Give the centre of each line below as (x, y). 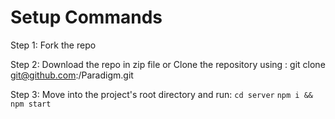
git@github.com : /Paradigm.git (72, 75)
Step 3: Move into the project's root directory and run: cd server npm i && (161, 94)
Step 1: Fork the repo (53, 45)
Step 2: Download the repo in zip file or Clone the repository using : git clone (168, 64)
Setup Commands (86, 17)
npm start (31, 104)
